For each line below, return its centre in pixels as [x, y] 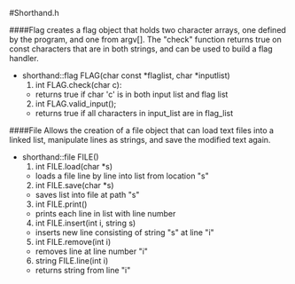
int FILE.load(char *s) [74, 166]
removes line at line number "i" [92, 251]
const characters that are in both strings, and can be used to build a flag [141, 49]
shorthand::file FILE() [60, 157]
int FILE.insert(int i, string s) [85, 223]
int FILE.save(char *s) [74, 185]
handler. [24, 58]
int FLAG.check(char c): [78, 85]
